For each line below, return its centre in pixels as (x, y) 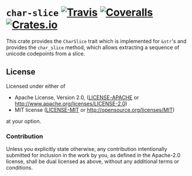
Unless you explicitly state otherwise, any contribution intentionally (87, 149)
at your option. (24, 121)
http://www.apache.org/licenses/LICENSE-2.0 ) (71, 103)
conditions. (20, 168)
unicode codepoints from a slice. (46, 53)
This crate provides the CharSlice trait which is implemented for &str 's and (96, 41)
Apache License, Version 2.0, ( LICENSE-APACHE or (77, 97)
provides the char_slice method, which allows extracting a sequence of (93, 47)
